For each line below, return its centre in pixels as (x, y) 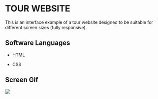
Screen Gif (22, 80)
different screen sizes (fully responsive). (46, 27)
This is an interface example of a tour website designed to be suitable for (79, 22)
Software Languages (38, 43)
